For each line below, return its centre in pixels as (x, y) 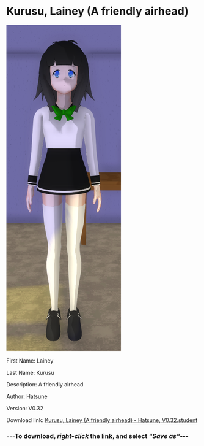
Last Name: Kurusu (30, 372)
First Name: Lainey (30, 361)
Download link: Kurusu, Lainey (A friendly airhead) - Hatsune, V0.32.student (102, 420)
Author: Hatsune (27, 396)
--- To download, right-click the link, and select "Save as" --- (98, 436)
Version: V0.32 (25, 408)
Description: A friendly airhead (45, 384)
